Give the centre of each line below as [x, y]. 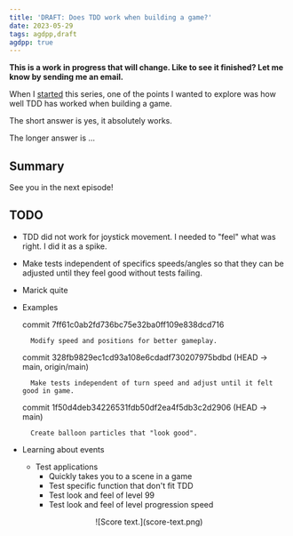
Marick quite [45, 290]
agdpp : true [31, 42]
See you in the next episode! [61, 188]
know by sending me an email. [67, 77]
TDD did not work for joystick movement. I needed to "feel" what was [149, 236]
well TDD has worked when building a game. [91, 104]
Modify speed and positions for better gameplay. [124, 340]
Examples [40, 307]
